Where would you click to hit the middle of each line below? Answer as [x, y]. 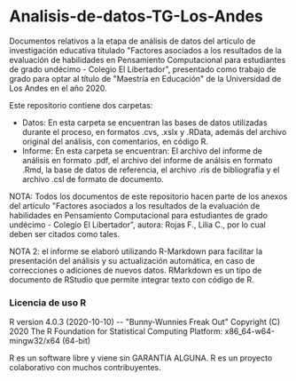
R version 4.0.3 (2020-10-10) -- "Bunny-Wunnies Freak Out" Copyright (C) [145, 322]
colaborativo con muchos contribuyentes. [85, 368]
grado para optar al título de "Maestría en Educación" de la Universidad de [145, 78]
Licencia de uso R [48, 302]
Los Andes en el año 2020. [58, 88]
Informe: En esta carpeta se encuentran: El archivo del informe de [142, 151]
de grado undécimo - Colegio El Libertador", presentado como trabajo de [143, 69]
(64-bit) [76, 341]
